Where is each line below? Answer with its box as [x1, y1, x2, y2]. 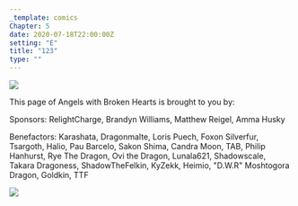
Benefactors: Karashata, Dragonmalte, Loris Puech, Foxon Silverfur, [9, 131, 259, 142]
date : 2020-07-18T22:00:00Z [9, 30, 115, 39]
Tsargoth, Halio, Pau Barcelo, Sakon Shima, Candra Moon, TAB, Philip [9, 141, 267, 151]
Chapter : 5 [9, 22, 50, 31]
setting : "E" [9, 38, 58, 48]
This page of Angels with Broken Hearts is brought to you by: [9, 96, 235, 107]
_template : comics [9, 13, 78, 22]
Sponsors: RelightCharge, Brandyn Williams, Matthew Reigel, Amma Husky [9, 114, 285, 124]
